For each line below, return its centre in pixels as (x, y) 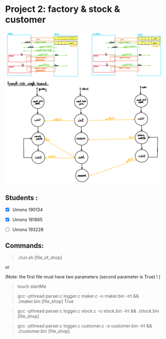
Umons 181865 (28, 220)
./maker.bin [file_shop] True (45, 301)
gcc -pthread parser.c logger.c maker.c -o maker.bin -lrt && (78, 296)
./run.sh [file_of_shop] (40, 257)
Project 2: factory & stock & (63, 9)
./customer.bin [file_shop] (43, 331)
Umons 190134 (28, 209)
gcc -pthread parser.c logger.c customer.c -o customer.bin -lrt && (85, 326)
